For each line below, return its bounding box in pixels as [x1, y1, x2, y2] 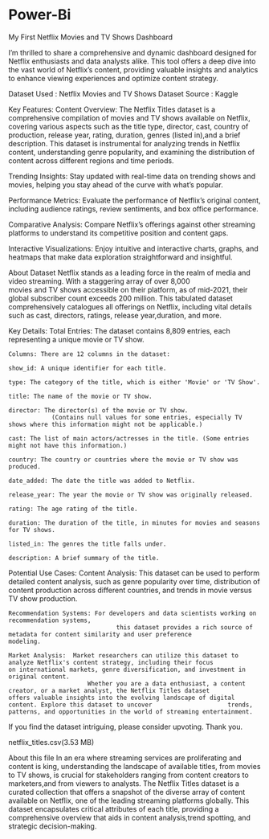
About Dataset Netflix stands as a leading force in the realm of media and [8, 268, 251, 277]
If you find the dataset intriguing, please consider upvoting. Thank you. [8, 722, 243, 731]
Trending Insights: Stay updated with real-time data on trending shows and [8, 171, 256, 181]
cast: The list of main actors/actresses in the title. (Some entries [8, 434, 250, 443]
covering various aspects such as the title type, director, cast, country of [8, 121, 249, 131]
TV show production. [8, 593, 78, 604]
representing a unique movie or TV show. [8, 334, 145, 344]
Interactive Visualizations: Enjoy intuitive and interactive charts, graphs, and [8, 244, 259, 253]
